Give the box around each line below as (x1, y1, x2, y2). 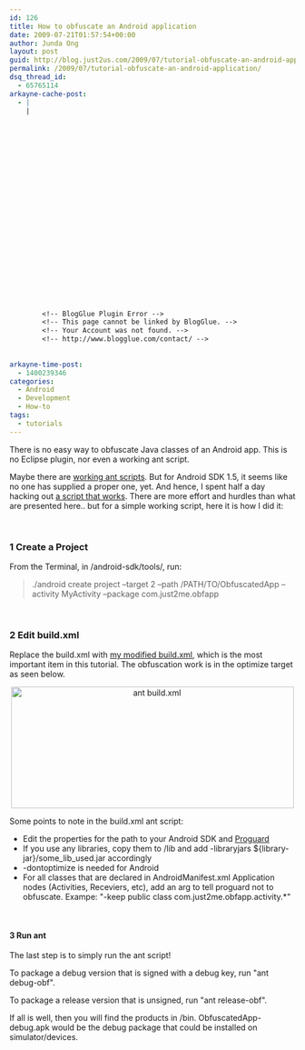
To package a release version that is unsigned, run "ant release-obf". (9, 995, 268, 1005)
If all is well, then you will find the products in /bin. (9, 1013, 197, 1024)
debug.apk (9, 1022, 50, 1033)
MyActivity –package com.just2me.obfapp (61, 588, 220, 599)
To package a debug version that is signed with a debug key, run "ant (9, 967, 270, 978)
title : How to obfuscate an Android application (9, 22, 197, 31)
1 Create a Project (9, 540, 89, 553)
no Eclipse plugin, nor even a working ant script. (9, 454, 190, 465)
